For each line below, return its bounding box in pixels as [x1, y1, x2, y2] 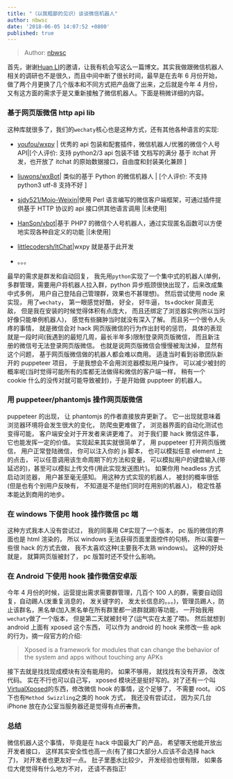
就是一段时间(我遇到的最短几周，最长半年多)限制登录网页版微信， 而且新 [7, 333, 214, 341]
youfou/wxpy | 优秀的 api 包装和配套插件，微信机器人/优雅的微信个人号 [17, 140, 221, 148]
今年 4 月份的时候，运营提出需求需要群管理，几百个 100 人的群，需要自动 [7, 588, 217, 597]
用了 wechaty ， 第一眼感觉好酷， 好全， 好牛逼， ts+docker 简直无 [26, 298, 214, 306]
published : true [7, 29, 54, 37]
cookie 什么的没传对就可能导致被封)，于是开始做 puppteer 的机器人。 [7, 376, 206, 384]
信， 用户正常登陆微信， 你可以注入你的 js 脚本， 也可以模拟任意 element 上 [7, 446, 223, 455]
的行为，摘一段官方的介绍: [7, 632, 83, 640]
